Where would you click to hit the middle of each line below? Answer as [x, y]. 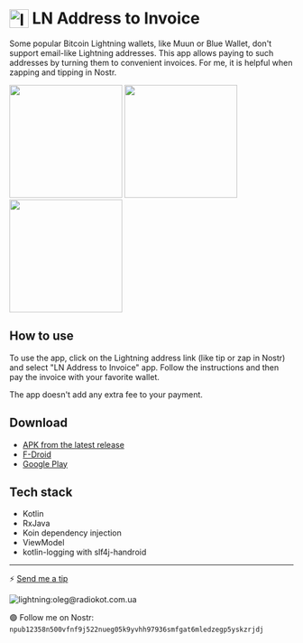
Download [38, 423]
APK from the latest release [73, 444]
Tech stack [41, 492]
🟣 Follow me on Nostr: [52, 618]
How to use [41, 336]
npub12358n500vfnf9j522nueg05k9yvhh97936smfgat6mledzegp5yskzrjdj [137, 630]
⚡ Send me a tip [39, 579]
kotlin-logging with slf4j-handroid [84, 552]
